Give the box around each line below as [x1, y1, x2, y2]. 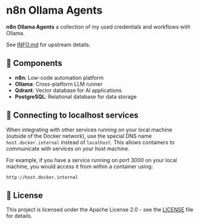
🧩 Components [6, 58, 62, 68]
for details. [6, 212, 33, 220]
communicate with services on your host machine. [6, 145, 129, 152]
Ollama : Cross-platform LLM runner [14, 80, 103, 87]
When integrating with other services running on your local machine [6, 126, 172, 133]
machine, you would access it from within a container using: [6, 163, 153, 170]
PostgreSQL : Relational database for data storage [14, 93, 137, 100]
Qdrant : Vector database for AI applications [14, 87, 122, 94]
